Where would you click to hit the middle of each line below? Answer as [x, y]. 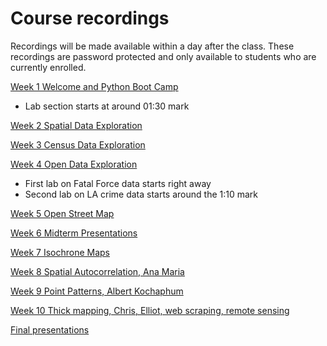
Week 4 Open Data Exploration [74, 164]
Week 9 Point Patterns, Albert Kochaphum [97, 291]
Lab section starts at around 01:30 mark [107, 106]
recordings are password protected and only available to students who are [163, 56]
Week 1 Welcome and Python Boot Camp [94, 86]
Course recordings [90, 18]
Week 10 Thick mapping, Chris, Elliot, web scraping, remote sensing [150, 310]
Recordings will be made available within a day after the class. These [152, 46]
